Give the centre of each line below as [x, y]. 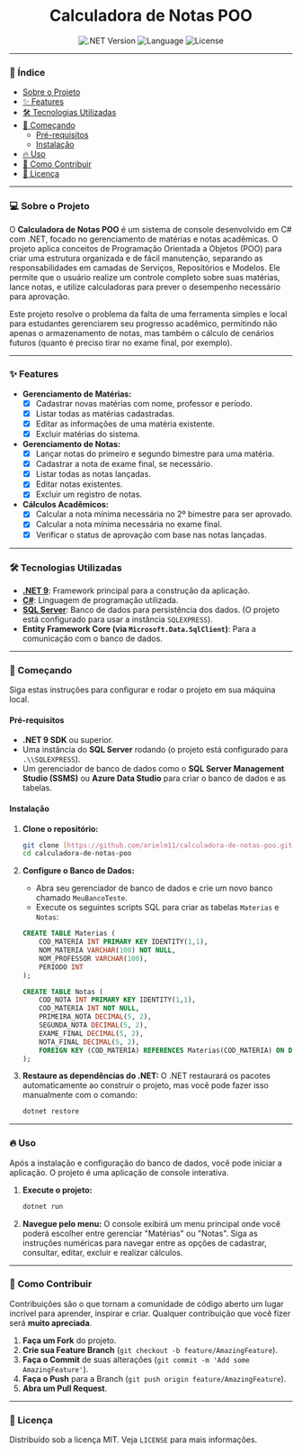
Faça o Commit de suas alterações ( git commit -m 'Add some [136, 1359]
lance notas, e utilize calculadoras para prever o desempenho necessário [145, 287]
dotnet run [43, 1206]
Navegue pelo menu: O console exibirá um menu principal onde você [151, 1223]
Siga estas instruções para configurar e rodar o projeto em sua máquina [142, 690]
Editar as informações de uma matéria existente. [125, 424]
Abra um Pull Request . [65, 1388]
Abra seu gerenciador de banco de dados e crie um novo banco [154, 888]
